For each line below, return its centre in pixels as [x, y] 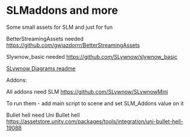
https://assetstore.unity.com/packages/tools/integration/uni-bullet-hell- [95, 121]
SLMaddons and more [62, 11]
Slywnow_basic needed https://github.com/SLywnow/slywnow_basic [92, 56]
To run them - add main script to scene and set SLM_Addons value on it [95, 103]
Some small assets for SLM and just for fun [60, 27]
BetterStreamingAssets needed [45, 38]
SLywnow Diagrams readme [41, 68]
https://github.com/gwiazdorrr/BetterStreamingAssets [73, 45]
